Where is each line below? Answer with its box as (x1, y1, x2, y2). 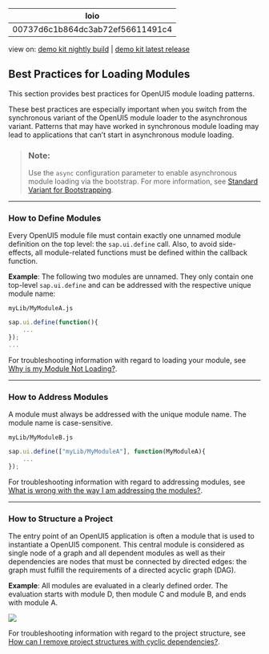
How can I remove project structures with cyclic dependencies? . (8, 637, 220, 647)
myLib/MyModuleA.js (8, 305, 74, 313)
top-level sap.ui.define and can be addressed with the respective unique (8, 281, 251, 290)
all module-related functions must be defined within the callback (34, 248, 248, 257)
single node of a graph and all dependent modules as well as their (8, 548, 226, 558)
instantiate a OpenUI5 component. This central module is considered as (8, 540, 245, 550)
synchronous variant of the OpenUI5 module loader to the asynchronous (8, 112, 248, 123)
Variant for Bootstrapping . (27, 185, 114, 195)
